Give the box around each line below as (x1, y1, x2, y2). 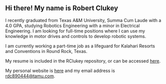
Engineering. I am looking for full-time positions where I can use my (5, 27, 145, 34)
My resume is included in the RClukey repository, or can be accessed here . (5, 57, 161, 64)
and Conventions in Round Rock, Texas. (5, 48, 88, 54)
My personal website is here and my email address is (5, 67, 115, 73)
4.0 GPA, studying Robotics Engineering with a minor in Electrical (5, 22, 140, 28)
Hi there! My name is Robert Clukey (5, 4, 118, 12)
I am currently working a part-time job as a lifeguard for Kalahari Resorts (5, 42, 155, 49)
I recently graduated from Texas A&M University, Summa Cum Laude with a (5, 17, 161, 23)
